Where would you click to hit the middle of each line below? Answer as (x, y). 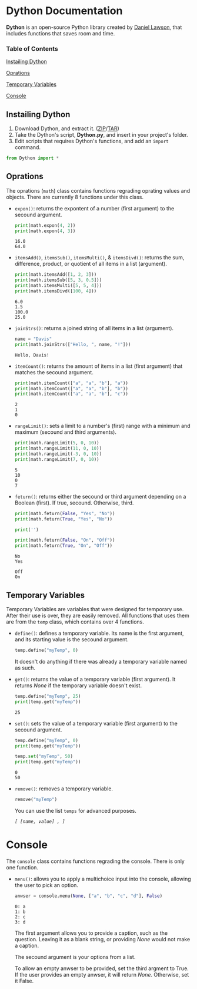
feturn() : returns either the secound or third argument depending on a (100, 496)
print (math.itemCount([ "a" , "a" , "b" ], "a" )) (71, 383)
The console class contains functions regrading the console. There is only (96, 861)
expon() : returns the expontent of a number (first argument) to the (94, 208)
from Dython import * (33, 158)
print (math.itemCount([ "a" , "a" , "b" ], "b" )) (71, 388)
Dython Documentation (64, 11)
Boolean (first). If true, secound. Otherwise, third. (74, 503)
